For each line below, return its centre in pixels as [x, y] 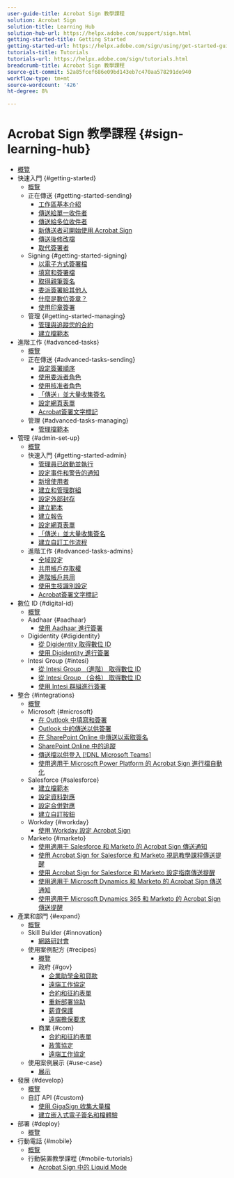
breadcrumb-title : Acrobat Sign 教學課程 [66, 65]
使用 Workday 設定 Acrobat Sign [84, 831]
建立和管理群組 [60, 490]
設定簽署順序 [56, 368]
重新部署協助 [67, 1002]
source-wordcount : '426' [43, 85]
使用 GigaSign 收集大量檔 [74, 1106]
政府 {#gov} [55, 967]
